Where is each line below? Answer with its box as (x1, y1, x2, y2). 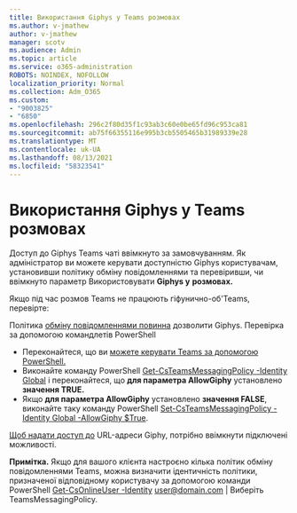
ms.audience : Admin (9, 46, 82, 55)
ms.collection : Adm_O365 (9, 87, 101, 96)
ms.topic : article (9, 54, 77, 63)
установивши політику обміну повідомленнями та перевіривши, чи (9, 267, 264, 278)
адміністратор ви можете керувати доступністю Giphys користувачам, (9, 257, 278, 268)
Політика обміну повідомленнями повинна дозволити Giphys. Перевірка (9, 320, 285, 331)
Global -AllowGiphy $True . (51, 413, 149, 423)
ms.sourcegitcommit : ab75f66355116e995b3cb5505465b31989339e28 (9, 129, 248, 138)
